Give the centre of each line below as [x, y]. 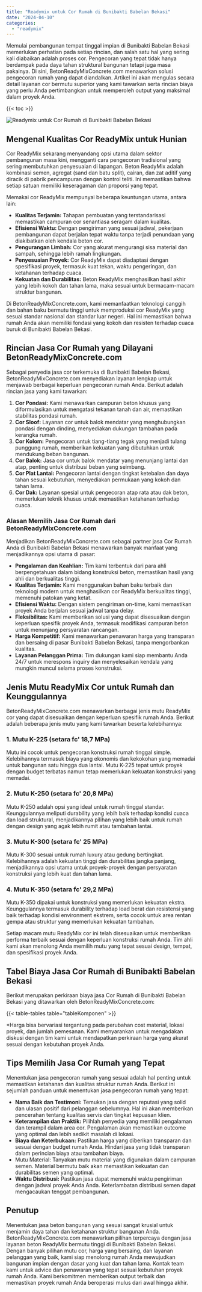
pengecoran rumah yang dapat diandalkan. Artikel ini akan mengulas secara [100, 78]
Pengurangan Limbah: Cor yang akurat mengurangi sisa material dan [101, 247]
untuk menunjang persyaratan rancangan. [67, 630]
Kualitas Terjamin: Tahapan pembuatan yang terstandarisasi [90, 215]
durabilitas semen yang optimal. [54, 1172]
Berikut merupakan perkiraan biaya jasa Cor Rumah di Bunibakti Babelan [96, 995]
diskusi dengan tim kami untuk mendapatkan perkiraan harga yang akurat [97, 1037]
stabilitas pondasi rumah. [46, 415]
